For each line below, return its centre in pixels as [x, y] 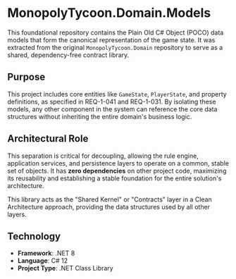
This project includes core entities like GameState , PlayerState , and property [117, 94]
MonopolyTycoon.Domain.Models [109, 13]
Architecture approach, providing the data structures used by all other [108, 206]
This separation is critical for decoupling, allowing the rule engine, [103, 156]
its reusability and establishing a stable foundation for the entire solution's [114, 178]
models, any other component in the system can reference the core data [112, 109]
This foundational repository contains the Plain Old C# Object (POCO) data [116, 32]
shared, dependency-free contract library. [68, 55]
